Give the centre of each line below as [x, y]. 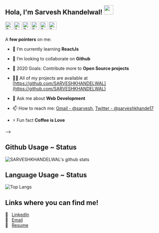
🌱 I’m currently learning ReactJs [45, 49]
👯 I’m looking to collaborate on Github [51, 58]
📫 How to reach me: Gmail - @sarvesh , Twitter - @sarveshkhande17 [83, 108]
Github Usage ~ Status [41, 147]
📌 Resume [17, 226]
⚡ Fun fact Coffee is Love [39, 120]
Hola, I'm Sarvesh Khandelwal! [54, 12]
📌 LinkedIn [17, 215]
